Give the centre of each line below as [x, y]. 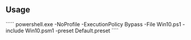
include [15, 30]
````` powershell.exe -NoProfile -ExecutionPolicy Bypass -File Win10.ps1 [93, 24]
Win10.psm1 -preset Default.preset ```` [72, 30]
